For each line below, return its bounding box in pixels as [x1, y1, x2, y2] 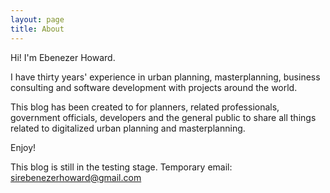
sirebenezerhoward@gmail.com [10, 171, 142, 183]
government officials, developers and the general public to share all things [10, 111, 317, 123]
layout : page [10, 14, 65, 25]
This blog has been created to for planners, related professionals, [10, 101, 280, 113]
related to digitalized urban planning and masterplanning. [10, 122, 246, 134]
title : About [10, 24, 65, 34]
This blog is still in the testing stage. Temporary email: [10, 161, 233, 173]
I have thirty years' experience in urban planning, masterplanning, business [10, 71, 321, 83]
